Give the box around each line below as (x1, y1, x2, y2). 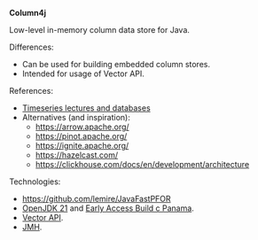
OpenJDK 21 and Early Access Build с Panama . (21, 203, 195, 213)
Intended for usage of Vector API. (21, 68, 145, 79)
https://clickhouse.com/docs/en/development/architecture (35, 159, 250, 169)
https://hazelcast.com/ (35, 150, 119, 160)
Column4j (9, 8, 47, 18)
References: (9, 86, 53, 96)
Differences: (9, 42, 55, 52)
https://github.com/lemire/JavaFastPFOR (21, 194, 171, 204)
